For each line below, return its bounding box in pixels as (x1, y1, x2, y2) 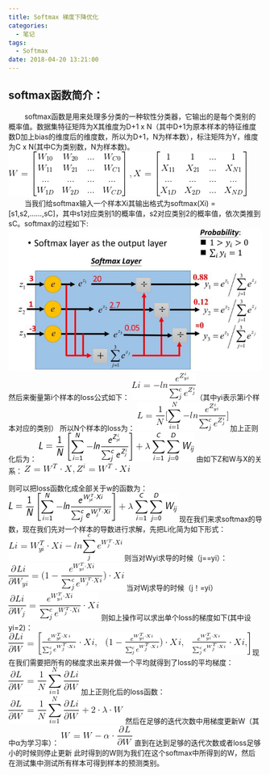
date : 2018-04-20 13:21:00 (8, 56, 99, 64)
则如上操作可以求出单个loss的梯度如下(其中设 (100, 613, 251, 622)
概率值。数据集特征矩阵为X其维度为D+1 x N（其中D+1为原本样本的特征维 (8, 121, 250, 131)
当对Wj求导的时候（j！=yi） (126, 583, 218, 592)
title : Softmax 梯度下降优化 (8, 13, 99, 21)
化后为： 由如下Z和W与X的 (8, 453, 255, 464)
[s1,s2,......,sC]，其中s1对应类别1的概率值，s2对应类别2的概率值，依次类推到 (8, 208, 261, 218)
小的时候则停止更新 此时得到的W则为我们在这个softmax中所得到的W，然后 (8, 748, 256, 757)
